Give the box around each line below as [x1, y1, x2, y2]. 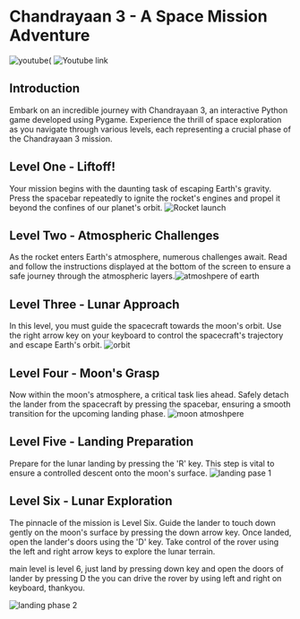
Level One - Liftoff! [9, 159, 116, 175]
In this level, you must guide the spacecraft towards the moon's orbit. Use [9, 321, 282, 331]
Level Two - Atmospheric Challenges [9, 228, 219, 243]
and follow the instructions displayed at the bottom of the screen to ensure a [9, 262, 291, 272]
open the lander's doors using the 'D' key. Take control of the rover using [9, 536, 279, 547]
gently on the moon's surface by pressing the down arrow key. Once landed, [9, 527, 292, 537]
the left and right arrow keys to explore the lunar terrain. [9, 546, 216, 556]
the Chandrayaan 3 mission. [9, 133, 113, 144]
